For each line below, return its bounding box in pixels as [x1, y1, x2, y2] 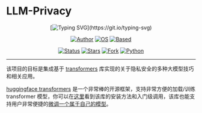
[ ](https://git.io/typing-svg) [50, 24, 152, 31]
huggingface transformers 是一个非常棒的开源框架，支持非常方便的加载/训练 [6, 85, 195, 92]
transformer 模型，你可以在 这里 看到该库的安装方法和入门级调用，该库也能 [6, 93, 190, 100]
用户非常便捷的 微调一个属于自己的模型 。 [11, 100, 112, 107]
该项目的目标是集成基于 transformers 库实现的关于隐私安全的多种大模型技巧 [6, 65, 194, 72]
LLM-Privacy [6, 4, 72, 18]
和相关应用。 [6, 72, 38, 80]
